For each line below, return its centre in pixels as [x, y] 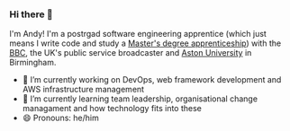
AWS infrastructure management [83, 90]
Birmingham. [33, 63]
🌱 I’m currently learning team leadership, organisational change [140, 99]
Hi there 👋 [32, 14]
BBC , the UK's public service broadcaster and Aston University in [131, 53]
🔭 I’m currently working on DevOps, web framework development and [152, 80]
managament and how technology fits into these [112, 109]
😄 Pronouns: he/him [60, 118]
